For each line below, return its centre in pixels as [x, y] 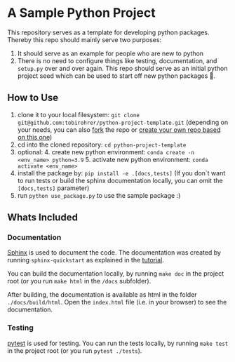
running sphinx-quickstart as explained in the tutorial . [86, 260]
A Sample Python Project [81, 13]
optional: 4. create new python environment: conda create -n [106, 152]
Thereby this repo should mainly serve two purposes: [85, 39]
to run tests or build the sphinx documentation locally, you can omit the [120, 180]
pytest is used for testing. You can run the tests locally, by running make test [118, 343]
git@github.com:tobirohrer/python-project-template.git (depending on [123, 122]
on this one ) [35, 137]
